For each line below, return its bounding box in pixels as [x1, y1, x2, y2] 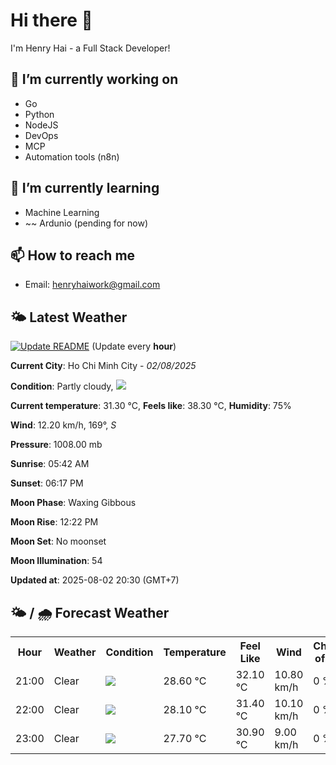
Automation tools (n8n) [24, 150, 120, 163]
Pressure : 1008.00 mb [10, 439, 103, 451]
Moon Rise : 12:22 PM [10, 516, 99, 528]
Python [24, 108, 55, 120]
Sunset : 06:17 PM [10, 477, 84, 489]
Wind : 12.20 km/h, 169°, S [10, 419, 117, 431]
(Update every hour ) [91, 340, 177, 353]
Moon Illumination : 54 [10, 555, 103, 567]
